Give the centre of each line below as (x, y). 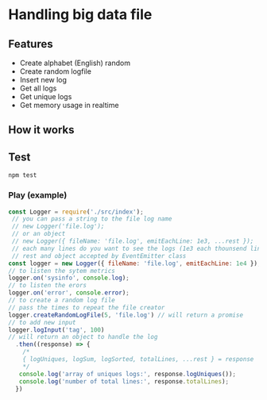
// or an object (39, 234)
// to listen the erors (48, 286)
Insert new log (43, 80)
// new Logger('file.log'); (58, 227)
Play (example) (38, 195)
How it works (41, 130)
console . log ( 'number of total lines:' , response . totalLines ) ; (124, 381)
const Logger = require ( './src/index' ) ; (76, 212)
